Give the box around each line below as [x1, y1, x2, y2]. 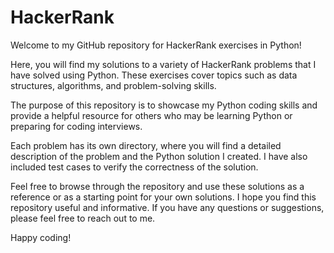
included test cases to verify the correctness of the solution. [10, 161, 259, 173]
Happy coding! [10, 231, 72, 243]
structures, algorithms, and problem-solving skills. [10, 79, 217, 91]
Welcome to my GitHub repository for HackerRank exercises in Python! [10, 39, 302, 51]
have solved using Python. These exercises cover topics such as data [10, 69, 298, 81]
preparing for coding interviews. [10, 120, 143, 132]
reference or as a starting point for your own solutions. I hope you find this [10, 191, 317, 203]
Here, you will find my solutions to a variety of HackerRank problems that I [10, 58, 317, 70]
